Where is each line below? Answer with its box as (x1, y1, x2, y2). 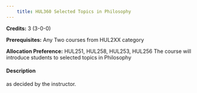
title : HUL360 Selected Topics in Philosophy (17, 8, 132, 15)
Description (6, 67, 36, 74)
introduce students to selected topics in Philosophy (6, 54, 132, 61)
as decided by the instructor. (6, 80, 77, 87)
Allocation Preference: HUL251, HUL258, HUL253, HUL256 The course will (6, 48, 192, 55)
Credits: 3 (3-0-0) (6, 25, 52, 32)
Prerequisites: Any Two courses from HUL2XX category (6, 36, 144, 43)
